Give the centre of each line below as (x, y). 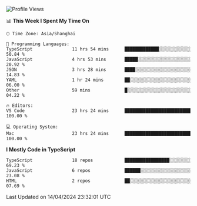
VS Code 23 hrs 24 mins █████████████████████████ (98, 111)
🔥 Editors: (20, 106)
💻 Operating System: (32, 127)
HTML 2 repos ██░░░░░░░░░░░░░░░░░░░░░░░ (98, 181)
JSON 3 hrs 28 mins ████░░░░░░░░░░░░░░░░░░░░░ (98, 70)
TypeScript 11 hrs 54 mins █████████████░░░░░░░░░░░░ (98, 49)
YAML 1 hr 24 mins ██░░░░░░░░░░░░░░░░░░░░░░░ (98, 80)
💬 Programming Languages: (38, 44)
